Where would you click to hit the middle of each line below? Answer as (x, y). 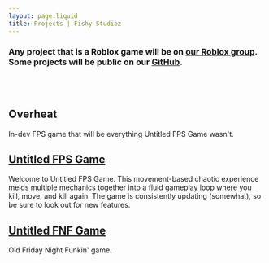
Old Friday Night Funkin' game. (60, 250)
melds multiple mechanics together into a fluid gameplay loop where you (130, 187)
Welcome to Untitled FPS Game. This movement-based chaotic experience (134, 179)
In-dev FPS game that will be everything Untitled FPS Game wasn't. (121, 134)
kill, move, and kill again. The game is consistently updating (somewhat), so (135, 196)
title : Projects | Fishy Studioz (65, 24)
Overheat (33, 114)
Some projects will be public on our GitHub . (95, 62)
